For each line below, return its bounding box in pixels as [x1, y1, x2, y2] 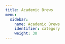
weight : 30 [14, 31, 38, 36]
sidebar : [10, 17, 28, 22]
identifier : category [14, 26, 60, 31]
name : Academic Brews [14, 21, 60, 27]
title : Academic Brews [5, 7, 53, 13]
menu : [5, 12, 17, 17]
